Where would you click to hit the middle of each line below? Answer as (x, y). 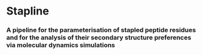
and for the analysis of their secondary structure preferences (99, 37)
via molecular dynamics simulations (61, 45)
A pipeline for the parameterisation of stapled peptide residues (101, 30)
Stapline (28, 11)
